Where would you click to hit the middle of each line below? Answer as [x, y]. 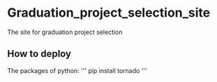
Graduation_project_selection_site [109, 13]
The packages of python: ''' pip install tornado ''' [77, 70]
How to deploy [39, 54]
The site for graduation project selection [65, 32]
